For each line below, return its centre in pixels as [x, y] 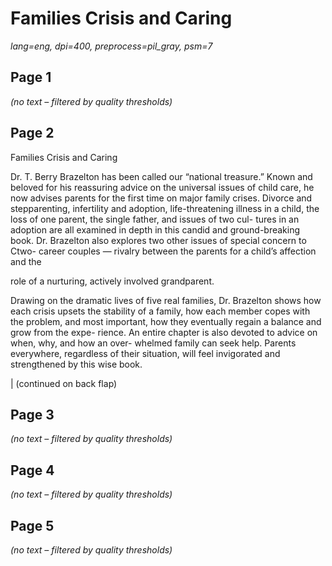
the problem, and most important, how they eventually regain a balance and [166, 321]
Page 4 [32, 470]
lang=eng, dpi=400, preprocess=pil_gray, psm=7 [111, 46]
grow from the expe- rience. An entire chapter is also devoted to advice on [164, 332]
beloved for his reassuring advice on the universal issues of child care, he [162, 187]
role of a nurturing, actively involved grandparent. [112, 281]
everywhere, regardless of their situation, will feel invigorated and [145, 353]
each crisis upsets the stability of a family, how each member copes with [160, 311]
